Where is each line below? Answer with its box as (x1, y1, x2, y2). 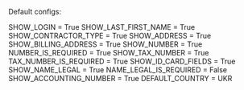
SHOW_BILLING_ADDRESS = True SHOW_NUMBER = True (8, 39, 203, 49)
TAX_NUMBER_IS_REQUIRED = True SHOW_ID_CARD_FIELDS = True (8, 56, 236, 66)
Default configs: (8, 7, 62, 16)
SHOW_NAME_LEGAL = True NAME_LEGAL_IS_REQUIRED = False (8, 65, 228, 75)
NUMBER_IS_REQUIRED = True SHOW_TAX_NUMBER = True (8, 48, 209, 57)
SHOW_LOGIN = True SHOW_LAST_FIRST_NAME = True (8, 22, 196, 31)
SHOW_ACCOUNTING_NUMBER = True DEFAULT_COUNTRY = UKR (8, 74, 233, 83)
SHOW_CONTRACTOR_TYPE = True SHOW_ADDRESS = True (8, 31, 212, 40)
